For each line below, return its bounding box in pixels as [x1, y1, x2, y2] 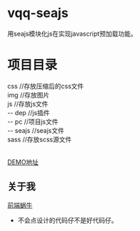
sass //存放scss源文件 [7, 135, 72, 144]
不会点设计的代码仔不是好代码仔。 [17, 215, 118, 225]
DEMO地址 [7, 158, 39, 166]
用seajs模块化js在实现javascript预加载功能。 [7, 29, 137, 38]
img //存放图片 [7, 90, 50, 99]
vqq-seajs [7, 5, 69, 21]
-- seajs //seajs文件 [7, 126, 65, 134]
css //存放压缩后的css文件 [7, 82, 84, 90]
